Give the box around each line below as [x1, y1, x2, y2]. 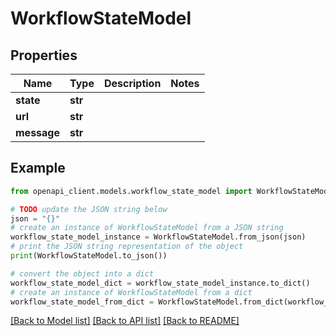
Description [103, 77, 162, 90]
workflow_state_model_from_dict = [10, 297, 155, 307]
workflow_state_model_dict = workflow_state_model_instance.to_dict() [10, 278, 311, 288]
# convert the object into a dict [10, 268, 155, 279]
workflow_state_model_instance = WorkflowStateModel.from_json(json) [10, 232, 307, 242]
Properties [10, 47, 78, 64]
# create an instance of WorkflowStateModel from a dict [10, 287, 253, 297]
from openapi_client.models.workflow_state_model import [10, 186, 253, 196]
